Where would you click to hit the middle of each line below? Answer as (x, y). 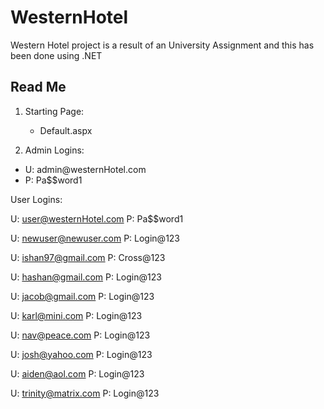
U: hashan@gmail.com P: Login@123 (86, 277)
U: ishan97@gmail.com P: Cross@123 (88, 257)
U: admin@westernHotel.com (85, 169)
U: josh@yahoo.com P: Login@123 (81, 354)
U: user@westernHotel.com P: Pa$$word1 (97, 218)
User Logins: (36, 199)
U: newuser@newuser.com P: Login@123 (95, 238)
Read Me (38, 87)
